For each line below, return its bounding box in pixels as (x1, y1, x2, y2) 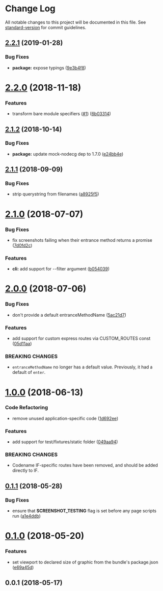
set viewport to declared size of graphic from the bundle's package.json (12, 559, 159, 565)
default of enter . (12, 369, 46, 375)
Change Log (5, 3, 55, 14)
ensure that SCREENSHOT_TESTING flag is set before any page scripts (12, 508, 157, 514)
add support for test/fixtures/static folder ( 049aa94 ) (12, 439, 118, 445)
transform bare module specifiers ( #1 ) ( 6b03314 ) (12, 111, 111, 117)
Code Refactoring (5, 404, 48, 411)
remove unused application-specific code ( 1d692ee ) (12, 415, 119, 421)
